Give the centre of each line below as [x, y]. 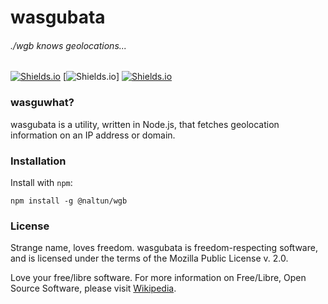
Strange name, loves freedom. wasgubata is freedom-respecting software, [164, 248]
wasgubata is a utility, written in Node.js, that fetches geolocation [145, 124]
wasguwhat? [42, 103]
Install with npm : [41, 182]
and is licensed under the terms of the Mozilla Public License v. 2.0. [149, 258]
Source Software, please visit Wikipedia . [93, 288]
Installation [38, 161]
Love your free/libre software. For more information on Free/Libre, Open [158, 278]
